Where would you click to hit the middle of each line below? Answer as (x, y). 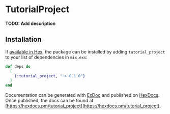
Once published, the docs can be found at (49, 101)
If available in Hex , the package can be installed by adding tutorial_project (85, 51)
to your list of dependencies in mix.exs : (46, 57)
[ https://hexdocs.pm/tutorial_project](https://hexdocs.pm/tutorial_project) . (83, 106)
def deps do (18, 66)
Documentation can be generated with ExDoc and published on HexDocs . (82, 95)
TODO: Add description (31, 23)
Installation (23, 39)
